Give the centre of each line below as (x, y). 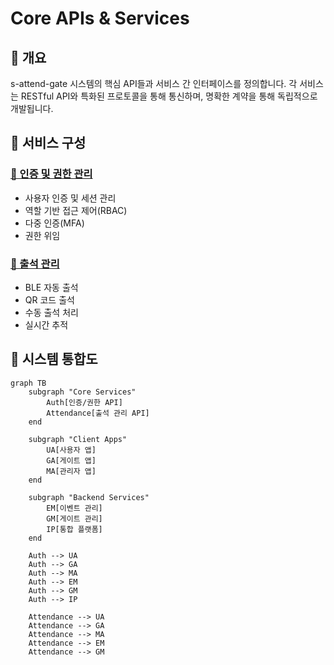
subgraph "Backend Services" (89, 497)
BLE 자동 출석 (51, 287)
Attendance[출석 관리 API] (98, 413)
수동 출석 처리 (51, 312)
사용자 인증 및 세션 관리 (70, 198)
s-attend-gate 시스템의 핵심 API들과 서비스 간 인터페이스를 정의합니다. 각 (154, 83)
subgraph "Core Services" (82, 392)
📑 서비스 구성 (48, 143)
